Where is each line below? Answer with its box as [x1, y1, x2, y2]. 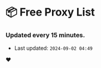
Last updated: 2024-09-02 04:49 [14, 45, 93, 52]
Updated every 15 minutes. [5, 31, 85, 40]
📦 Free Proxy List [5, 5, 95, 19]
